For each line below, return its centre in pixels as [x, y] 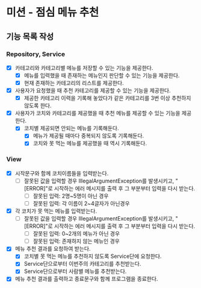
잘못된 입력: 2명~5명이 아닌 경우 [71, 196]
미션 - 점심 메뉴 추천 [53, 12]
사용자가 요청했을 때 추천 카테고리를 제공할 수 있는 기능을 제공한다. [93, 90]
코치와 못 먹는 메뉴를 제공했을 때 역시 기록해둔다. [90, 143]
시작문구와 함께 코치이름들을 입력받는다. [62, 173]
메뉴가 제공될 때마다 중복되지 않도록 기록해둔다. [88, 136]
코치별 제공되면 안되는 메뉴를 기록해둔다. [71, 128]
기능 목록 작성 [30, 36]
